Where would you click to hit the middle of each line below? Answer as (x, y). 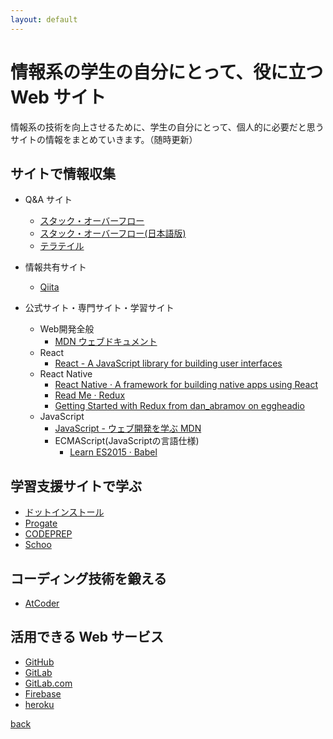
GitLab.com (48, 683)
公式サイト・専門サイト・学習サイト (99, 308)
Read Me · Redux (90, 395)
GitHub (39, 662)
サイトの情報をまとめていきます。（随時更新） (104, 139)
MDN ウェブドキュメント (106, 342)
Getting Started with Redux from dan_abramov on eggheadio (179, 406)
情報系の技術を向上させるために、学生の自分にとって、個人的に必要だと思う (167, 127)
